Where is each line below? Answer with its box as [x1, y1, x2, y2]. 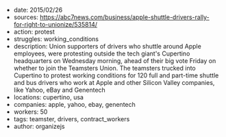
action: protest [13, 27, 55, 36]
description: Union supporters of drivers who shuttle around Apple [13, 42, 202, 50]
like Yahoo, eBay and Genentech [13, 86, 106, 94]
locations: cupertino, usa [13, 93, 84, 101]
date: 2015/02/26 [13, 6, 63, 14]
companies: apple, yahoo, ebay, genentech [13, 101, 136, 108]
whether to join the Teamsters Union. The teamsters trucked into [13, 64, 197, 72]
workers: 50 [13, 108, 48, 116]
